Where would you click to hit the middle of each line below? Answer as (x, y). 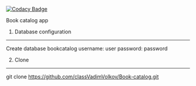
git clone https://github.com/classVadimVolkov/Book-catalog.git (83, 77)
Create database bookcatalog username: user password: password (87, 49)
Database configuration (43, 32)
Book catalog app (27, 20)
